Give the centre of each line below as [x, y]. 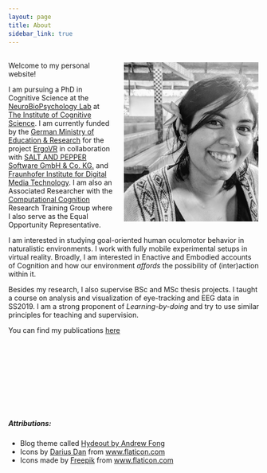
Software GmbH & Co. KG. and [59, 166]
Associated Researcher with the [61, 191]
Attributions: [30, 423]
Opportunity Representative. [55, 225]
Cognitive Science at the [49, 98]
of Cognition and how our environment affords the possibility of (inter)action [133, 266]
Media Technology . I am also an [61, 182]
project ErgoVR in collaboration [59, 149]
